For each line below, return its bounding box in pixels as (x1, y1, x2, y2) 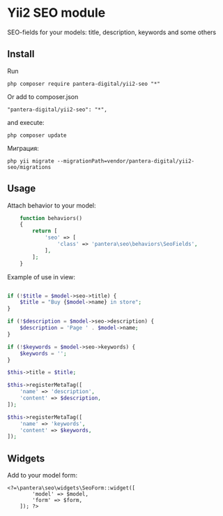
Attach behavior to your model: (7, 201, 96, 209)
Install (7, 48, 35, 60)
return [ (32, 228, 58, 235)
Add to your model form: (7, 471, 78, 480)
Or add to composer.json (7, 92, 79, 101)
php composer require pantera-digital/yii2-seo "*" (7, 80, 160, 87)
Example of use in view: (7, 272, 75, 281)
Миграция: (7, 144, 40, 152)
